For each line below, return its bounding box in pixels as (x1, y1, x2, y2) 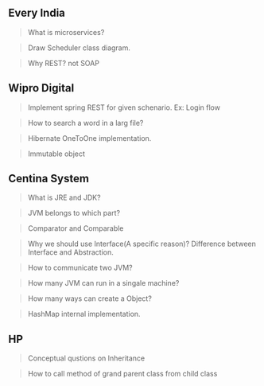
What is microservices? (27, 27, 105, 37)
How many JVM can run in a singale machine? (27, 279, 180, 288)
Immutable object (27, 149, 86, 158)
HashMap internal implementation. (27, 310, 141, 319)
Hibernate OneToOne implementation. (27, 133, 152, 142)
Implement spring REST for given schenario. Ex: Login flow (27, 103, 221, 112)
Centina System (8, 172, 90, 185)
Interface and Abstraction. (27, 248, 114, 257)
